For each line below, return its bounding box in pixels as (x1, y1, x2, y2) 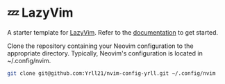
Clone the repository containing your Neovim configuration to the (7, 42, 194, 50)
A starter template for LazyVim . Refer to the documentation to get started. (7, 28, 219, 36)
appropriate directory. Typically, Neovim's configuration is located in (7, 49, 203, 57)
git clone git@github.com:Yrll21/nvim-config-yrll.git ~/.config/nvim (7, 69, 216, 77)
